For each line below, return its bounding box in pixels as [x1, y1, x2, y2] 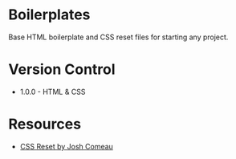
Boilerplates [8, 6, 91, 24]
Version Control [8, 60, 116, 79]
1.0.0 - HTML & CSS [19, 87, 86, 96]
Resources [8, 115, 82, 133]
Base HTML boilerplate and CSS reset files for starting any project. [8, 32, 229, 42]
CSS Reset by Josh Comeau [19, 141, 114, 151]
